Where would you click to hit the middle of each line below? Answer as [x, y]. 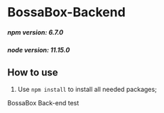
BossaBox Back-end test [43, 102]
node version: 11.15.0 [39, 50]
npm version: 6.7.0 [35, 32]
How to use [33, 72]
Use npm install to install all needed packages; [87, 89]
